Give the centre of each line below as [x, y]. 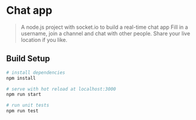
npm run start [24, 94]
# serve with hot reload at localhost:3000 [61, 89]
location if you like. [44, 40]
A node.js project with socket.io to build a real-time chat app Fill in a [104, 27]
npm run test [22, 111]
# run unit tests [28, 106]
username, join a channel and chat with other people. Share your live [105, 33]
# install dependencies [36, 73]
